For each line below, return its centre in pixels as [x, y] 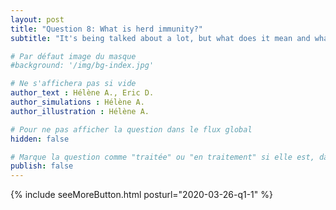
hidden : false [40, 139]
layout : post [37, 19]
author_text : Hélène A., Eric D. [82, 93]
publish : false [42, 166]
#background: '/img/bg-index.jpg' [82, 66]
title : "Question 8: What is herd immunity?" [106, 29]
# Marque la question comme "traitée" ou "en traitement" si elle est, [162, 157]
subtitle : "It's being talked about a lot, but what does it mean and [160, 38]
